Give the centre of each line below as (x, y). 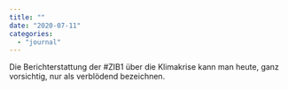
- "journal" (39, 42)
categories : (31, 34)
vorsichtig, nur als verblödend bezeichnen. (87, 77)
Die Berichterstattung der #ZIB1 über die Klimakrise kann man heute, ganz (144, 67)
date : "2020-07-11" (45, 26)
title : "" (27, 17)
